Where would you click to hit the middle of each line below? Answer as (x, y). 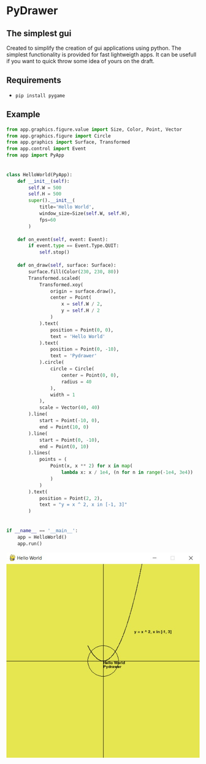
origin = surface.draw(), (83, 291)
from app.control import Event (46, 149)
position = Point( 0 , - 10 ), (85, 349)
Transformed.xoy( (61, 285)
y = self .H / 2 (80, 311)
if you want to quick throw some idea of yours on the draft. (81, 61)
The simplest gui (39, 33)
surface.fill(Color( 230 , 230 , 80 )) (74, 272)
